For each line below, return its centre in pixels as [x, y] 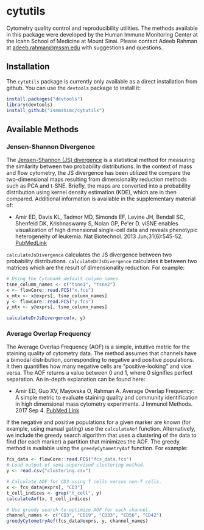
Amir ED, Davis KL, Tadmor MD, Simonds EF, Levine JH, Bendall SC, [100, 217]
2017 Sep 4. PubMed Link [47, 411]
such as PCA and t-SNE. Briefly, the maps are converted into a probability [98, 186]
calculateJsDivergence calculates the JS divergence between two [89, 255]
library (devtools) [30, 105]
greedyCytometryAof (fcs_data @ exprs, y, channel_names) [77, 521]
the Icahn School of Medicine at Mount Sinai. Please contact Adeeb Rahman [102, 41]
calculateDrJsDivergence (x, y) [46, 318]
